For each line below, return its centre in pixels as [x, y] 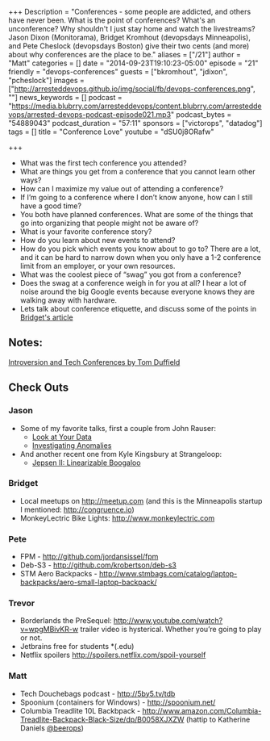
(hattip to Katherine [218, 719]
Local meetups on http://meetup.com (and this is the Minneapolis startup [141, 500]
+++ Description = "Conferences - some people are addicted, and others [130, 12]
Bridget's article [47, 317]
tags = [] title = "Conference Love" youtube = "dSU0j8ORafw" [112, 132]
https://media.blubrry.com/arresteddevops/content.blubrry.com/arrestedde [137, 106]
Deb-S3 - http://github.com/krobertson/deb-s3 [98, 565]
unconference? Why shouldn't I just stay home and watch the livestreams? [132, 29]
